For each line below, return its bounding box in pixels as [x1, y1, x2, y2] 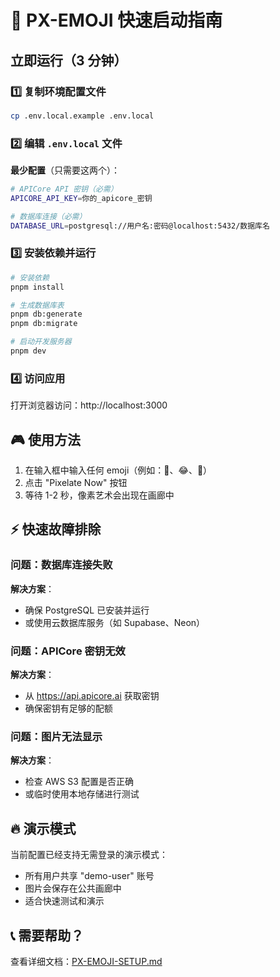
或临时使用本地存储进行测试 [24, 788, 140, 800]
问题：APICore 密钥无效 [10, 644, 126, 658]
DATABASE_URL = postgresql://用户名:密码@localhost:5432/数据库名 [10, 221, 270, 231]
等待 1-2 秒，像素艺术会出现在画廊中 [24, 489, 175, 501]
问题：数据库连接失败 [10, 558, 113, 572]
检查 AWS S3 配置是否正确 [24, 776, 134, 788]
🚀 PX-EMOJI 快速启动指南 [10, 9, 223, 32]
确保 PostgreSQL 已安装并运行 [24, 604, 150, 616]
